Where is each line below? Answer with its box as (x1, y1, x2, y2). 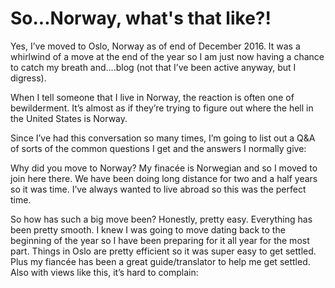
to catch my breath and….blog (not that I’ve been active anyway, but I (10, 61, 297, 73)
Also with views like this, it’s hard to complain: (10, 266, 199, 278)
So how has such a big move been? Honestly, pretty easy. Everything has (10, 213, 313, 225)
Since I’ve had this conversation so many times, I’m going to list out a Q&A (10, 132, 316, 144)
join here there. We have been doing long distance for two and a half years (10, 172, 318, 184)
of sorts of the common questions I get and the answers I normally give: (10, 142, 307, 154)
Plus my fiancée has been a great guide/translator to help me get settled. (10, 255, 311, 267)
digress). (10, 72, 47, 84)
